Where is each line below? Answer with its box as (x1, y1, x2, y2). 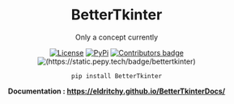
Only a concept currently (74, 32, 159, 42)
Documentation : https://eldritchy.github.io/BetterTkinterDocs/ (7, 86, 226, 96)
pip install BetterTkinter (70, 72, 163, 80)
